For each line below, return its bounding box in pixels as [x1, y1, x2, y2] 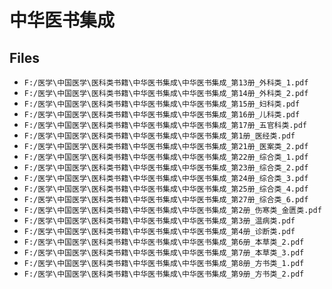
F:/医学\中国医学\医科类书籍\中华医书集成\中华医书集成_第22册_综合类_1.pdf [23, 152, 309, 162]
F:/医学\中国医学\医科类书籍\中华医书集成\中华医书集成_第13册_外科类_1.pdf [23, 78, 309, 88]
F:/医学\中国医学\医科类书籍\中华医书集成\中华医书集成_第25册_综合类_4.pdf [23, 184, 309, 194]
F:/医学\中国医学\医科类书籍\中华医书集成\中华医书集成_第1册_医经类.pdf [23, 131, 296, 141]
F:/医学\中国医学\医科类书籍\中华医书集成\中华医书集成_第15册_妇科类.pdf [23, 99, 301, 109]
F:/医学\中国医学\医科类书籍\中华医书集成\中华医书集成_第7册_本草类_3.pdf [23, 248, 305, 258]
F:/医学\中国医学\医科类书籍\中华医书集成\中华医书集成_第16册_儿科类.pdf [23, 110, 301, 120]
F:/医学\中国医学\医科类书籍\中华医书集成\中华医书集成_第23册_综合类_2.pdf [23, 163, 309, 173]
